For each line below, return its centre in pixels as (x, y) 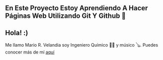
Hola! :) (17, 32)
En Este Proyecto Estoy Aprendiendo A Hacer (77, 8)
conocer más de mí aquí (30, 52)
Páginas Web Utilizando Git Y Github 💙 (66, 16)
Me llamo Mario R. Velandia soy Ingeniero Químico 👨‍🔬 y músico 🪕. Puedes (81, 45)
